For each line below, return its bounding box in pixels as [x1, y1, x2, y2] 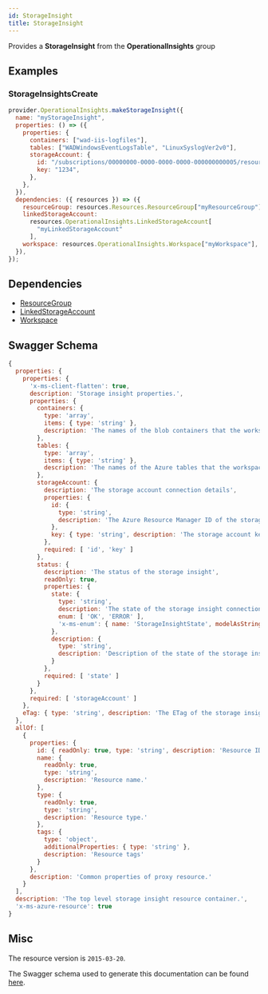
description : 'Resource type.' [43, 813, 148, 821]
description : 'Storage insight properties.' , [29, 389, 183, 397]
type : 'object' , [43, 836, 98, 844]
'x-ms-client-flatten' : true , [29, 381, 130, 390]
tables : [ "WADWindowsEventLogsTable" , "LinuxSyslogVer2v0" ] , [29, 143, 238, 152]
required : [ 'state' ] [43, 672, 120, 680]
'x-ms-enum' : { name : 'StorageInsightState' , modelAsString [58, 620, 262, 628]
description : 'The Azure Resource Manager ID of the [58, 516, 238, 524]
